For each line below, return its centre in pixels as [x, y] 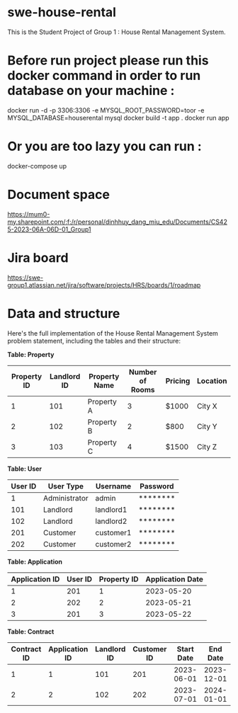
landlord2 [111, 521]
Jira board [38, 257]
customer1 [113, 532]
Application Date [174, 579]
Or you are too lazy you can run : [104, 147]
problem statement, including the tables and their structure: [94, 341]
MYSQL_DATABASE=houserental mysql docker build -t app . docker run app [118, 118]
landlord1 [111, 509]
